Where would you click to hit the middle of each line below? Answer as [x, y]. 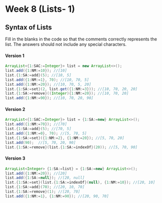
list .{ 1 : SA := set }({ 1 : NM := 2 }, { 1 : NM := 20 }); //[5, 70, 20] [65, 138]
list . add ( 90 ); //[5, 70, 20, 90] [41, 142]
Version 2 [15, 109]
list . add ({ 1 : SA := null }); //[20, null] [45, 178]
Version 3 [15, 158]
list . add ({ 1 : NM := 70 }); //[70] [36, 124]
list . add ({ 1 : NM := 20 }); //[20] [36, 173]
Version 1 [15, 56]
